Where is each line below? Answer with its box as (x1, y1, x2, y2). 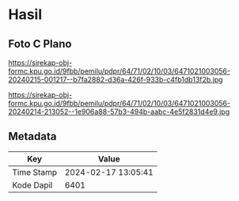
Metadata (8, 130, 57, 143)
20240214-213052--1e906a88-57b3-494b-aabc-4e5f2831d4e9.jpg (8, 107, 230, 116)
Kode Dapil (12, 180, 53, 191)
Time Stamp (12, 166, 58, 177)
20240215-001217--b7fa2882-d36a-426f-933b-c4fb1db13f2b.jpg (8, 75, 223, 84)
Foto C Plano (8, 37, 72, 51)
